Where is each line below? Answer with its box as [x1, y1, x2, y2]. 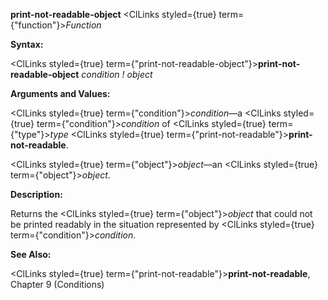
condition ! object [81, 69, 153, 80]
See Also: [10, 249, 52, 260]
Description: [10, 189, 63, 200]
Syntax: [10, 39, 44, 50]
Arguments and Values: [10, 88, 111, 99]
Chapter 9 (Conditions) [10, 279, 105, 290]
